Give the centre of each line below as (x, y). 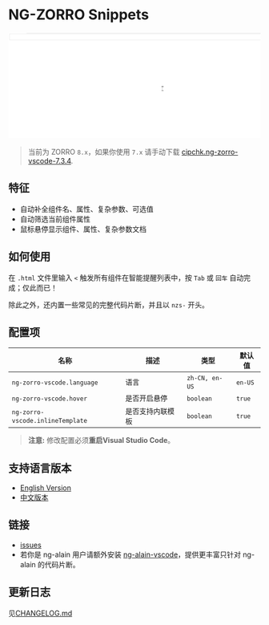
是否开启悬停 (147, 398)
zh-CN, (198, 379)
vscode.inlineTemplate (50, 420)
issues (30, 545)
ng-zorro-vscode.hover (50, 399)
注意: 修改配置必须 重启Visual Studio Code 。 (101, 440)
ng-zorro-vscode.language (55, 383)
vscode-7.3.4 (50, 160)
